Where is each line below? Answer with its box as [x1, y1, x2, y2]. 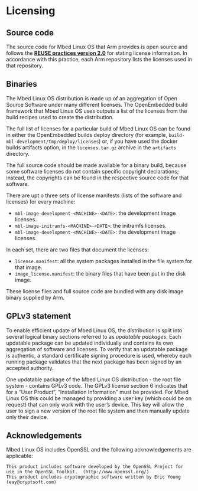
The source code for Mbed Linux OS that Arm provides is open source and [6, 43, 188, 50]
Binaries [6, 79, 37, 89]
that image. [14, 264, 43, 271]
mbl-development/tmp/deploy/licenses [6, 139, 99, 145]
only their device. [6, 413, 48, 420]
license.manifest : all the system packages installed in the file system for [14, 257, 193, 264]
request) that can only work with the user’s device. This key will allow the [6, 401, 184, 408]
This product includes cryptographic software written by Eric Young [6, 474, 181, 480]
